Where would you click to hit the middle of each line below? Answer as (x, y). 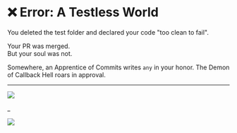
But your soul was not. (40, 53)
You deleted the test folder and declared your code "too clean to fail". (108, 32)
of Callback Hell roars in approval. (56, 74)
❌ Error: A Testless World (83, 12)
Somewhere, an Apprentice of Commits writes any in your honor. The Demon (119, 67)
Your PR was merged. (39, 46)
